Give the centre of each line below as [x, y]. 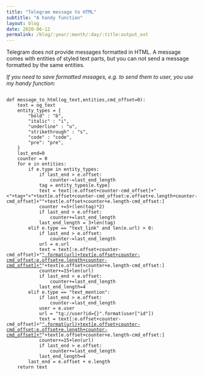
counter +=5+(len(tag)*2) [72, 207]
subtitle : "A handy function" [45, 18]
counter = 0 [32, 159]
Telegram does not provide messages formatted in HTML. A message [94, 52]
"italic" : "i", [49, 122]
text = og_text [37, 105]
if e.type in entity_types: [64, 169]
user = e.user [57, 308]
